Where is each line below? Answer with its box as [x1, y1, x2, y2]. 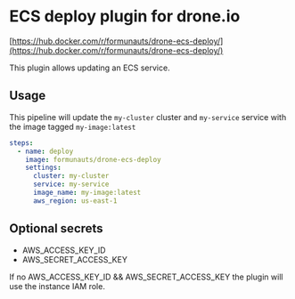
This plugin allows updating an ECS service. [9, 62, 171, 73]
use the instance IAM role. [9, 280, 105, 291]
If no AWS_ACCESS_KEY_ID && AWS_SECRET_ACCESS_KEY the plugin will [9, 271, 283, 282]
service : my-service [32, 180, 110, 189]
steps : [9, 138, 34, 148]
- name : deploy [17, 147, 74, 156]
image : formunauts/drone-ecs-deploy [25, 155, 162, 164]
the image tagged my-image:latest [9, 121, 136, 132]
